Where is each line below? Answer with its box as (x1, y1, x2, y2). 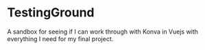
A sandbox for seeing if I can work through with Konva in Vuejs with (7, 27, 199, 36)
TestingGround (7, 5, 95, 21)
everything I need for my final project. (7, 34, 114, 42)
